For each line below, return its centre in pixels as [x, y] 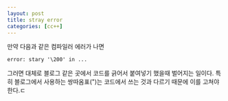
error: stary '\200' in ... [47, 60]
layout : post [26, 13]
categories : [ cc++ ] [35, 26]
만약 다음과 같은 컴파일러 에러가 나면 [56, 47]
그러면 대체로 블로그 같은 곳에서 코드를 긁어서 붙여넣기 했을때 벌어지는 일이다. [111, 74]
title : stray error [35, 20]
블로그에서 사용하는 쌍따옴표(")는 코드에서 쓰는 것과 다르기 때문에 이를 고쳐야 [117, 82]
